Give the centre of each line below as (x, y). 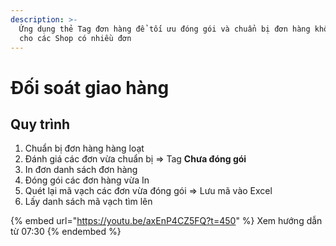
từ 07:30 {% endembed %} (66, 232)
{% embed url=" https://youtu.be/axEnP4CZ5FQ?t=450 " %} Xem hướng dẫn (166, 221)
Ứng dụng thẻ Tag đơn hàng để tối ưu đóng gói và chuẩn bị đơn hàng (165, 29)
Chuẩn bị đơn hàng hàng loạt (84, 148)
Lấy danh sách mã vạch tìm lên (88, 202)
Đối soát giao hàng (90, 87)
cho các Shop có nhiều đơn (75, 38)
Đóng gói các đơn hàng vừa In (87, 180)
